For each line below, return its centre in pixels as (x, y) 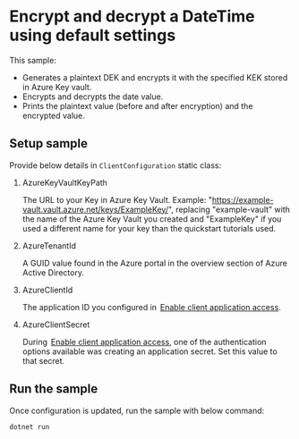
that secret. (43, 360)
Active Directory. (53, 272)
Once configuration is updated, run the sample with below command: (137, 410)
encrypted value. (53, 115)
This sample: (33, 60)
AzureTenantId (49, 245)
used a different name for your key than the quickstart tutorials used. (149, 228)
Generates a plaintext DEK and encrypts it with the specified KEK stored (155, 77)
